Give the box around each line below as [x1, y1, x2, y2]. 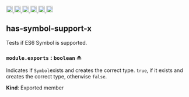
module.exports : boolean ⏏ [6, 53, 82, 62]
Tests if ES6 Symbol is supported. [6, 39, 87, 46]
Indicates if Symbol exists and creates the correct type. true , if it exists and [6, 67, 183, 74]
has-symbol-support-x [6, 24, 92, 34]
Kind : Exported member [6, 84, 64, 91]
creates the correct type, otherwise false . [6, 73, 107, 80]
